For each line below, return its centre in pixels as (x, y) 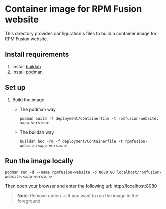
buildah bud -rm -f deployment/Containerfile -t (71, 141)
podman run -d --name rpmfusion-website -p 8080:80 (60, 173)
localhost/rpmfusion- (139, 173)
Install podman (28, 72)
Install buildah (27, 66)
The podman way (38, 109)
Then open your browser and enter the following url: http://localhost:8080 (81, 186)
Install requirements (37, 55)
